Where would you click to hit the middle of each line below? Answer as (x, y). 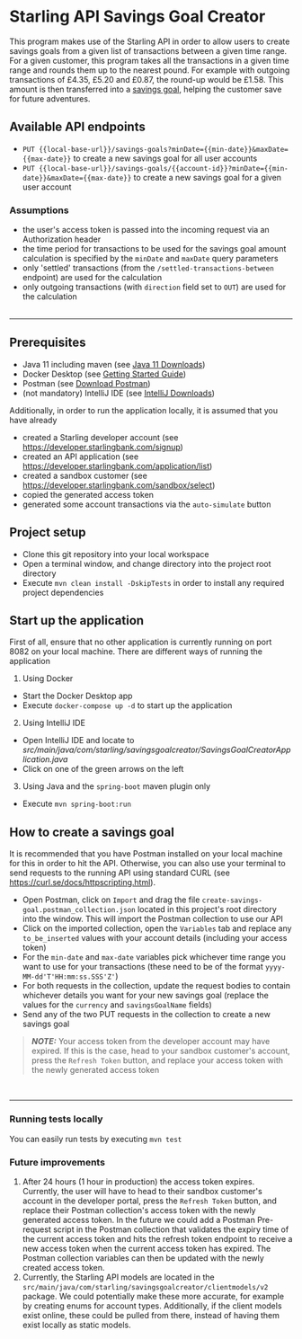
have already (33, 420)
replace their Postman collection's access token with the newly (139, 1210)
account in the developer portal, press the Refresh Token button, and (149, 1201)
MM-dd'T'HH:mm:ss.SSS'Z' (69, 977)
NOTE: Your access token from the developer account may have (151, 1042)
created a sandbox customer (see (85, 475)
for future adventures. (50, 98)
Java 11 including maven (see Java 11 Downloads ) (114, 364)
